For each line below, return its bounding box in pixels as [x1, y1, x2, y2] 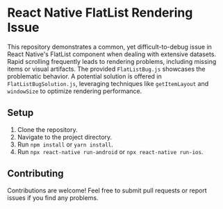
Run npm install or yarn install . [17, 140, 113, 149]
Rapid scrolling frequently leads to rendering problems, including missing [7, 57, 217, 65]
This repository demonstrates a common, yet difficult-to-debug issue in [7, 42, 212, 51]
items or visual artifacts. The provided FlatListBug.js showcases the [7, 65, 206, 73]
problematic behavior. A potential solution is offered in [7, 72, 162, 81]
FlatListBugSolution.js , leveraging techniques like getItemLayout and [7, 79, 209, 87]
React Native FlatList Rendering [7, 5, 193, 21]
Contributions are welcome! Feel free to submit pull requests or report [7, 186, 207, 194]
